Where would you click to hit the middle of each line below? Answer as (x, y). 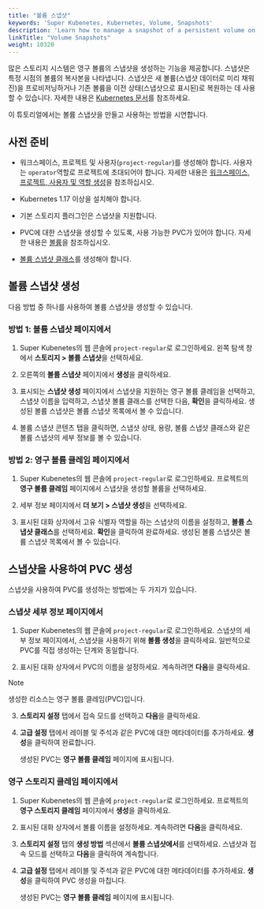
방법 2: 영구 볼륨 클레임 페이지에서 (69, 460)
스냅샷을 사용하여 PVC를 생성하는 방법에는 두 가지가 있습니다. (102, 589)
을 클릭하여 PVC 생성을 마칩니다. (76, 880)
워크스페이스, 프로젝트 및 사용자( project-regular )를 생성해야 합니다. (125, 162)
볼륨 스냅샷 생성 (44, 286)
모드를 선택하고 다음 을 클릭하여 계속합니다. (93, 854)
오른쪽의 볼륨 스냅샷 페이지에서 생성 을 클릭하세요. (95, 375)
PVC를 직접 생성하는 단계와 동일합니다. (79, 650)
